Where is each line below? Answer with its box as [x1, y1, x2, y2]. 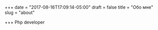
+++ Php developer [4, 19, 45, 25]
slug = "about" [4, 9, 35, 15]
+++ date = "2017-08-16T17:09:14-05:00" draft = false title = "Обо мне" [4, 4, 153, 10]
